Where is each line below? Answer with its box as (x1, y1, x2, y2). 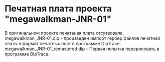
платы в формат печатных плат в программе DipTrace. (4, 40, 121, 46)
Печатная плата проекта (4, 3, 112, 14)
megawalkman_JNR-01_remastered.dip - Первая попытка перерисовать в (4, 46, 160, 52)
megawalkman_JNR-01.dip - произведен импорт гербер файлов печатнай (4, 35, 161, 41)
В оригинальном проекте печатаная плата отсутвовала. (4, 30, 124, 36)
